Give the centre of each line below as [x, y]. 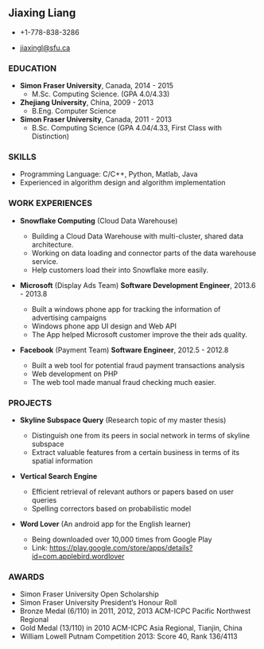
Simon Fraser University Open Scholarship [89, 594]
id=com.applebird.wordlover [78, 556]
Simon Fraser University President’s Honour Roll [98, 603]
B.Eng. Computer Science [74, 111]
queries [44, 500]
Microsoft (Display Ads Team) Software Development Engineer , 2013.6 [138, 285]
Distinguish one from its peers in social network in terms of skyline [141, 435]
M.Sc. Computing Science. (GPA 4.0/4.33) [101, 94]
